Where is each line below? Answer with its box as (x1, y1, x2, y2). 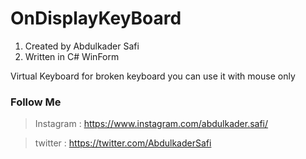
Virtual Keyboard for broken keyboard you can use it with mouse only (10, 70, 296, 82)
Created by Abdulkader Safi (24, 40, 140, 52)
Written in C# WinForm (24, 50, 120, 62)
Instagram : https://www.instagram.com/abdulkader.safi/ (34, 118, 269, 130)
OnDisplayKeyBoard (10, 7, 182, 30)
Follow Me (10, 95, 62, 109)
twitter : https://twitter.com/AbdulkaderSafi (34, 137, 212, 149)
